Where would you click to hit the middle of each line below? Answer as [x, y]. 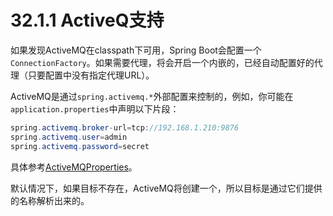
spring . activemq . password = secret [80, 146]
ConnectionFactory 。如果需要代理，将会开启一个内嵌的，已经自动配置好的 [162, 62]
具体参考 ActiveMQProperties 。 [74, 167]
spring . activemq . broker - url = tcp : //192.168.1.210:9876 [125, 127]
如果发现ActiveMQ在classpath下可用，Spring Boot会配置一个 [136, 50]
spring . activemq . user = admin [69, 137]
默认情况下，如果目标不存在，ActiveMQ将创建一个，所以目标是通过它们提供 [166, 188]
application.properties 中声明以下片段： [95, 108]
